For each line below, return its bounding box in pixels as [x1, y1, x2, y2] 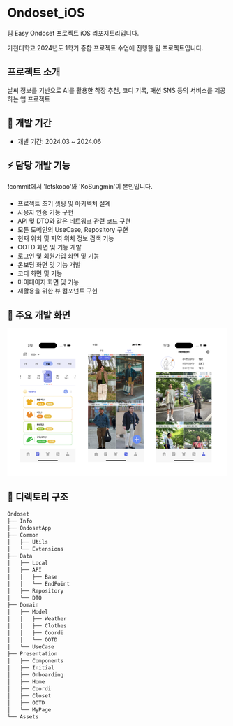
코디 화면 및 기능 [17, 269, 63, 277]
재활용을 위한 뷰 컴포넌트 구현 [17, 286, 98, 295]
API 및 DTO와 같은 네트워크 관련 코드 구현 [17, 217, 131, 225]
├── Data [7, 553, 33, 560]
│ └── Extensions [7, 546, 64, 553]
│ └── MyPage [7, 706, 52, 713]
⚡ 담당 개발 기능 [7, 159, 71, 171]
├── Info [7, 518, 33, 525]
